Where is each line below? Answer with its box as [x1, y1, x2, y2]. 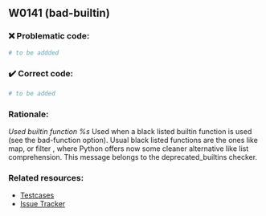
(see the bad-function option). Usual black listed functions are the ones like [8, 136, 259, 145]
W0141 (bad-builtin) [8, 6, 110, 20]
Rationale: [8, 108, 49, 120]
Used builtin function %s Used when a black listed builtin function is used [8, 127, 252, 137]
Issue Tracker [19, 199, 66, 209]
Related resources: [8, 172, 84, 183]
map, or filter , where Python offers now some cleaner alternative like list [8, 144, 249, 153]
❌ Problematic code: [8, 31, 90, 42]
